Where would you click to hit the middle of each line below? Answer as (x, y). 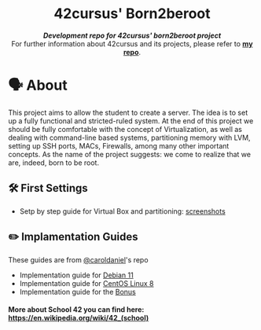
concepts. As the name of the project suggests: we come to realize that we (130, 154)
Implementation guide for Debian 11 (76, 275)
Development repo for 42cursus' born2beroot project (132, 35)
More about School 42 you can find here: (76, 310)
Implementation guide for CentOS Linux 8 (86, 283)
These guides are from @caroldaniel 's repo (78, 259)
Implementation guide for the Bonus (77, 291)
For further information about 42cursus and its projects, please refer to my (132, 43)
